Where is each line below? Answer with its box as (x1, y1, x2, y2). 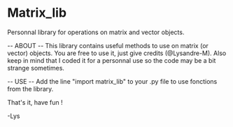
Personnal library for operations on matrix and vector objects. (7, 28, 185, 36)
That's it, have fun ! (7, 98, 63, 106)
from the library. (7, 84, 54, 93)
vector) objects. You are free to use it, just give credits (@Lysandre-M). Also (7, 49, 227, 57)
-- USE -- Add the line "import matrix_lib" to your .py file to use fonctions (7, 77, 218, 85)
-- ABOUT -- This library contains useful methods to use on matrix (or (7, 41, 209, 50)
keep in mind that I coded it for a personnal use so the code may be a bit (7, 56, 216, 64)
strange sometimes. (7, 63, 65, 72)
